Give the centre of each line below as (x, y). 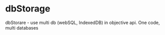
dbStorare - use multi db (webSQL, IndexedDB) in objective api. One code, (82, 22)
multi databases (22, 27)
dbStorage (28, 9)
